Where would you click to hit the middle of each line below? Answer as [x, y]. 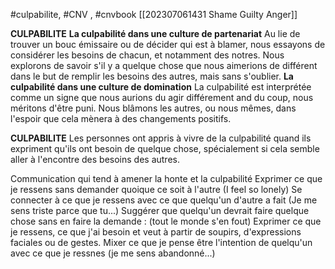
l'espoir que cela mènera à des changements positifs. [121, 118]
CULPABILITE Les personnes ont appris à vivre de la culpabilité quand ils [161, 138]
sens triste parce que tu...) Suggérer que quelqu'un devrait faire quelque [160, 210]
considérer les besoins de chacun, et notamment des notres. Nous [147, 55]
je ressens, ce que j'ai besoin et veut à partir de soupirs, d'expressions [156, 232]
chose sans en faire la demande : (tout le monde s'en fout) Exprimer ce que [166, 221]
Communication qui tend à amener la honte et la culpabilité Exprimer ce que [166, 178]
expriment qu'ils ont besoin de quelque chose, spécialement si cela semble [165, 148]
